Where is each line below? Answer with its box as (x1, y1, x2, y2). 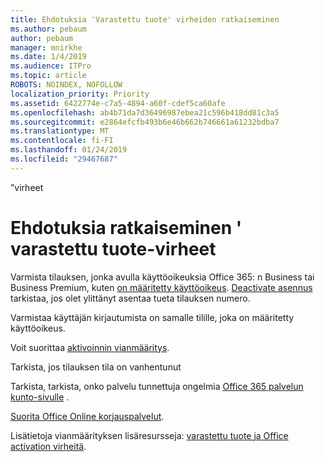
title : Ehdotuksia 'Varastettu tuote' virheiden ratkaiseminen (10, 14, 280, 25)
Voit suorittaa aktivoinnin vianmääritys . (10, 341, 170, 353)
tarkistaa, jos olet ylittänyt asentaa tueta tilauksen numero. (10, 292, 251, 304)
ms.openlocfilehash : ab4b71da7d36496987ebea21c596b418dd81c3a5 (10, 107, 280, 118)
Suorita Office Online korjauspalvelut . (10, 410, 165, 422)
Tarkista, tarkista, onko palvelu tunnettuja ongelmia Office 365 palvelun (10, 380, 304, 392)
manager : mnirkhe (10, 42, 83, 53)
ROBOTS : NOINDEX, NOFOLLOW (10, 80, 123, 90)
